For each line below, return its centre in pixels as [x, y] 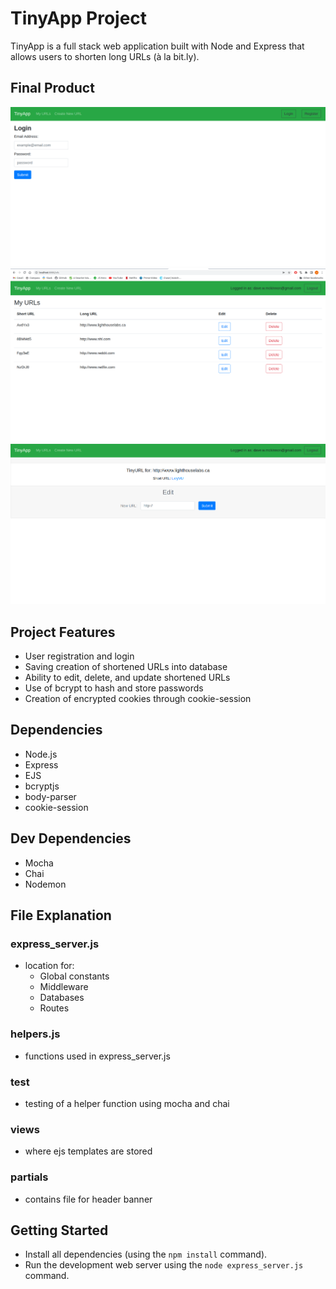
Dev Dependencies [71, 838]
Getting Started [59, 1230]
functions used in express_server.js [97, 1056]
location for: [49, 966]
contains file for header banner [88, 1199]
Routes [54, 1008]
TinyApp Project [79, 18]
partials [29, 1177]
